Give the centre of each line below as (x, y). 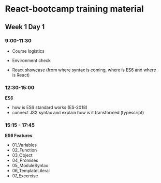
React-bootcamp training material (74, 9)
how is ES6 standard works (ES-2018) (50, 107)
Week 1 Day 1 (25, 27)
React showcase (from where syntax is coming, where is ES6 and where (84, 70)
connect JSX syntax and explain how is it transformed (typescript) (78, 113)
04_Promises (25, 160)
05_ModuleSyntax (30, 166)
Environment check (31, 60)
